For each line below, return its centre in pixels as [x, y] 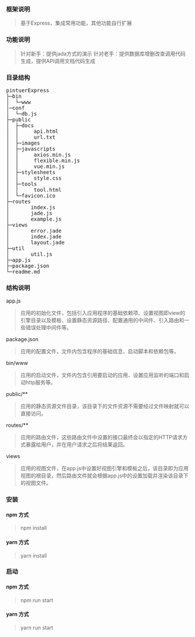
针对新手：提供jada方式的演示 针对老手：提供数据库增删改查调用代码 [103, 53]
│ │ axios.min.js [39, 154]
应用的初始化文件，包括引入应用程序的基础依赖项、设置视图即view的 [103, 313]
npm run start [37, 600]
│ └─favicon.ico [31, 195]
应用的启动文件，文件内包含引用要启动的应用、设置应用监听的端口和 [102, 375]
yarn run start [37, 628]
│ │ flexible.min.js [43, 160]
